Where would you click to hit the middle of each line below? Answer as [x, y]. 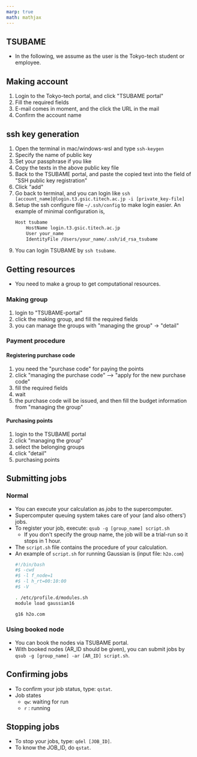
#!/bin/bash [30, 565]
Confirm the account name [48, 115]
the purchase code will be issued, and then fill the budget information [101, 400]
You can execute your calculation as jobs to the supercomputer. [94, 509]
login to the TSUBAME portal [50, 434]
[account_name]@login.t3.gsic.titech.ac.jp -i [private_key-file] [100, 199]
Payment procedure [36, 341]
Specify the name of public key [53, 155]
